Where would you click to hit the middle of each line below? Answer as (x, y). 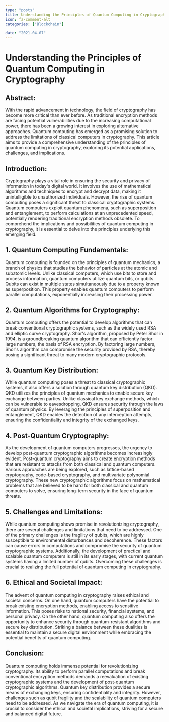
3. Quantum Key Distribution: (52, 370)
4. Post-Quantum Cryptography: (57, 436)
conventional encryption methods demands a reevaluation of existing (77, 676)
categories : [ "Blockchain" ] (35, 24)
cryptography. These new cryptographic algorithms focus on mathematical (83, 480)
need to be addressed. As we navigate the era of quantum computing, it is (82, 703)
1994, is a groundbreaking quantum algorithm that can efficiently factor (79, 339)
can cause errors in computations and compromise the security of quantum (83, 545)
